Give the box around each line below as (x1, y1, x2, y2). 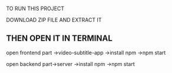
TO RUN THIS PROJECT (6, 5, 65, 12)
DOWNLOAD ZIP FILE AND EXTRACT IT (6, 16, 102, 23)
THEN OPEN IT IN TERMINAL (6, 34, 113, 44)
